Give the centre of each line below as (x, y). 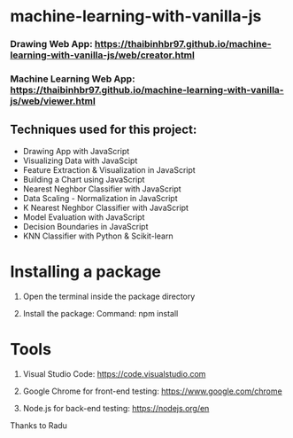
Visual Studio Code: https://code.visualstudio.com (114, 373)
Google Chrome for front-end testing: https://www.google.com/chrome (152, 391)
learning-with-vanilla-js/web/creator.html (103, 55)
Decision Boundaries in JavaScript (85, 226)
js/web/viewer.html (53, 101)
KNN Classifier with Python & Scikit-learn (98, 236)
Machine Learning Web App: (73, 79)
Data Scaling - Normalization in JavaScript (100, 198)
